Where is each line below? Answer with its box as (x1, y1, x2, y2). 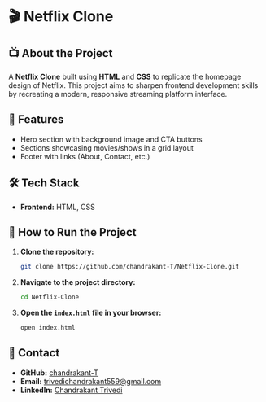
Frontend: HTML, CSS (20, 202, 96, 212)
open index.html (20, 324, 76, 332)
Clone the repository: (20, 247, 94, 257)
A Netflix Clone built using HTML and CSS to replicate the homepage (8, 72, 242, 81)
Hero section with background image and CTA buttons (20, 134, 203, 144)
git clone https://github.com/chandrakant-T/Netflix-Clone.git (20, 263, 240, 271)
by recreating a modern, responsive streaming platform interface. (8, 90, 228, 98)
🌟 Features (8, 112, 64, 127)
